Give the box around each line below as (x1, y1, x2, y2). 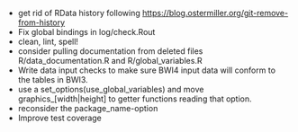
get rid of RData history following (17, 8, 141, 18)
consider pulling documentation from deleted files (17, 46, 203, 57)
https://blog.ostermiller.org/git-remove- (142, 8, 289, 18)
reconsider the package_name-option (17, 103, 158, 113)
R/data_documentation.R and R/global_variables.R (17, 56, 203, 66)
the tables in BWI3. (17, 75, 88, 84)
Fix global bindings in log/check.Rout (17, 27, 156, 37)
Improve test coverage (17, 112, 102, 123)
